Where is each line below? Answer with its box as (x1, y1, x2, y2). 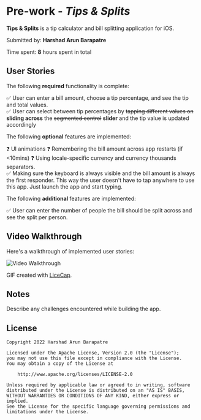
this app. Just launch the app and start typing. (6, 182, 123, 190)
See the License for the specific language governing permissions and (6, 403, 191, 410)
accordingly (6, 121, 37, 128)
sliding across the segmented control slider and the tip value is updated (6, 114, 189, 122)
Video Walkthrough (6, 231, 82, 242)
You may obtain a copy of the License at (6, 361, 114, 367)
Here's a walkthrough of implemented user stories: (6, 247, 135, 255)
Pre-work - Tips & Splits (6, 4, 131, 18)
